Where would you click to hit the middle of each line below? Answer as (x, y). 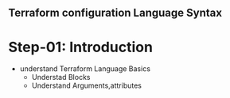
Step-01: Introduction (81, 47)
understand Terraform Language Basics (85, 69)
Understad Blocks (61, 77)
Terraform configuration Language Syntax (115, 13)
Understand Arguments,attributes (86, 85)
